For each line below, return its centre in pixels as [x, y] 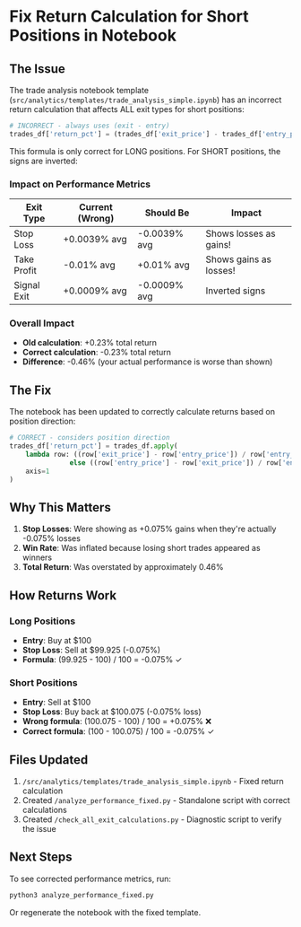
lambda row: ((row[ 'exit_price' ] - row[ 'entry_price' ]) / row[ [146, 454]
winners [37, 557]
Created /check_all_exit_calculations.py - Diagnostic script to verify [152, 819]
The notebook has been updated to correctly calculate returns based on [142, 412]
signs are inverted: [43, 161]
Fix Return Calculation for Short [129, 17]
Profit [26, 271]
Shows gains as [238, 259]
